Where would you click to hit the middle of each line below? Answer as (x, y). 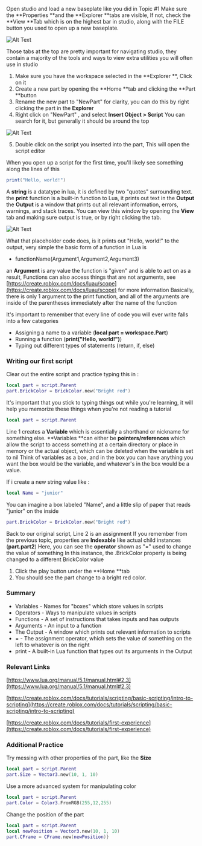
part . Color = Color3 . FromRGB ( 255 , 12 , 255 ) (59, 803)
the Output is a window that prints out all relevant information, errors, (93, 204)
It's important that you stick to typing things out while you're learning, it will (100, 402)
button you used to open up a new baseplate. (62, 28)
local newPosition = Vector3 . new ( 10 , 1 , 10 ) (63, 831)
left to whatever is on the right (52, 645)
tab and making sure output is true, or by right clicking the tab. (84, 217)
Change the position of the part (45, 814)
